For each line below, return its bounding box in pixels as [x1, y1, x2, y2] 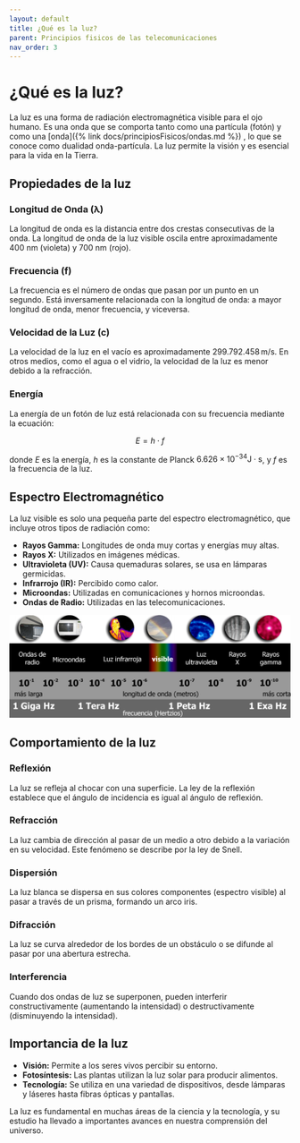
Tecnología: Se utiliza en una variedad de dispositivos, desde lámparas [21, 1079, 286, 1089]
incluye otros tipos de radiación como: [9, 523, 150, 533]
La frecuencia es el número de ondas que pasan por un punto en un [9, 285, 259, 295]
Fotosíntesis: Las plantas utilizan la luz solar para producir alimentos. [21, 1070, 279, 1080]
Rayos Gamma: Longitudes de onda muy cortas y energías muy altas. [21, 540, 279, 550]
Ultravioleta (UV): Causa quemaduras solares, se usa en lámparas [21, 559, 268, 570]
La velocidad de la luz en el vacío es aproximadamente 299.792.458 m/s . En [9, 346, 289, 357]
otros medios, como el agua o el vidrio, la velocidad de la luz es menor [9, 356, 269, 367]
